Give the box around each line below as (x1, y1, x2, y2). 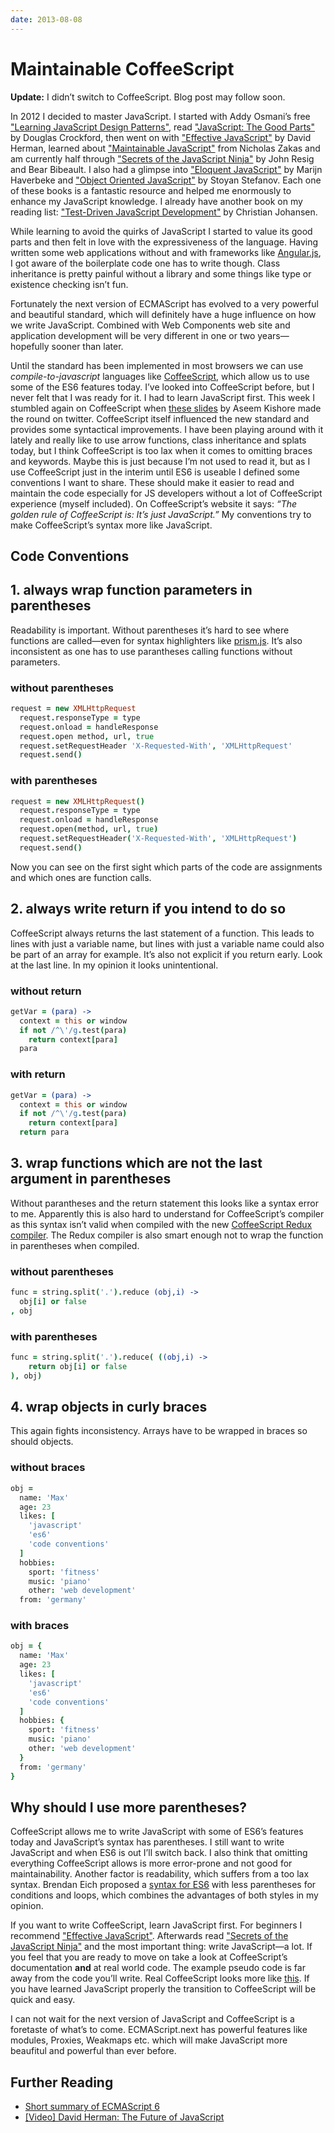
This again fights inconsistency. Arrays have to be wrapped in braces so (10, 1425, 308, 1437)
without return (10, 984, 82, 998)
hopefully (10, 340, 50, 352)
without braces (10, 1461, 86, 1475)
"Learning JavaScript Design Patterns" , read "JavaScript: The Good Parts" (10, 121, 315, 133)
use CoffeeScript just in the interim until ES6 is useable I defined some (10, 466, 301, 478)
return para (19, 1127, 70, 1138)
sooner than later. (51, 340, 124, 352)
